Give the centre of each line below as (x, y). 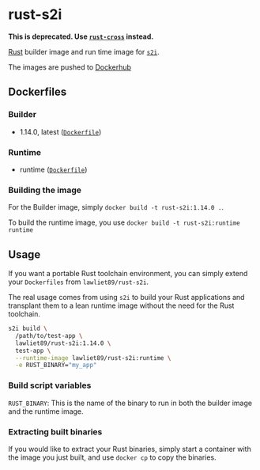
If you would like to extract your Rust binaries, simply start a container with (130, 449)
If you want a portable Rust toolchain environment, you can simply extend (128, 274)
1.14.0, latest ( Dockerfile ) (60, 131)
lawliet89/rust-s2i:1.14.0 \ (63, 343)
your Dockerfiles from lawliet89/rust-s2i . (78, 282)
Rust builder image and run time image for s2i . (84, 51)
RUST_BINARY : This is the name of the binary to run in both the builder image (130, 403)
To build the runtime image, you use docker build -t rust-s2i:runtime (124, 222)
